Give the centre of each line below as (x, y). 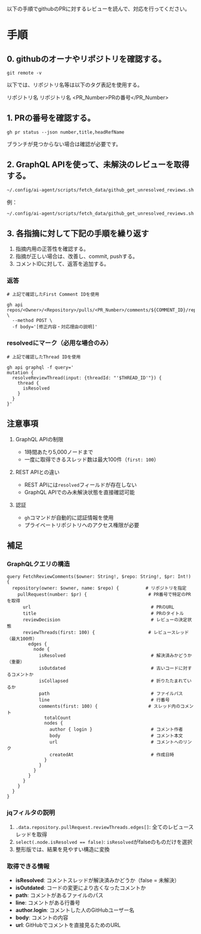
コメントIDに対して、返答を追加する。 (62, 264)
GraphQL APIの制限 (39, 439)
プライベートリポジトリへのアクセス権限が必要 (82, 525)
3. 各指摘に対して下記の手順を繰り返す (78, 233)
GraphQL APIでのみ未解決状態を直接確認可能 (79, 492)
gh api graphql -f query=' (40, 367)
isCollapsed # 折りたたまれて (113, 681)
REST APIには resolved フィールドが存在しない (81, 484)
